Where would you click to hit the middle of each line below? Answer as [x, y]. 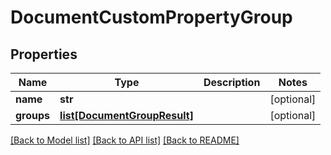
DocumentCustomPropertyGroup [151, 17]
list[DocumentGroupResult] [126, 115]
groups [33, 115]
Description [232, 82]
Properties [44, 54]
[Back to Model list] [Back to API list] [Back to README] [125, 140]
